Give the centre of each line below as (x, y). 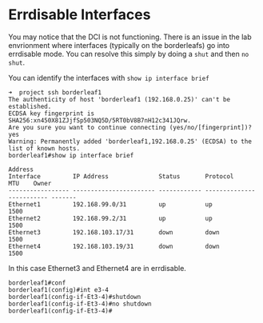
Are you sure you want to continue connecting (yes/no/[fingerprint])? (130, 127)
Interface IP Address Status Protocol (121, 176)
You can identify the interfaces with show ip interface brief (109, 78)
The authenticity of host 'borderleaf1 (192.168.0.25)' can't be (119, 99)
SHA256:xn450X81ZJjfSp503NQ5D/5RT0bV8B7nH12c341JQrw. (100, 120)
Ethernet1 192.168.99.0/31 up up (111, 204)
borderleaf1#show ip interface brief (71, 155)
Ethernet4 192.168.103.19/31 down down (114, 246)
